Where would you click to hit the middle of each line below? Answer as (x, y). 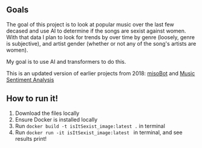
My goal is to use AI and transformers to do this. (66, 61)
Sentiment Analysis (30, 79)
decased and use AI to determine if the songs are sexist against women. (96, 31)
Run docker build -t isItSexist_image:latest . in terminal (90, 126)
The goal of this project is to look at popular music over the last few (90, 24)
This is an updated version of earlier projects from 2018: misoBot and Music (101, 73)
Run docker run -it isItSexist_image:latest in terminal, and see (99, 132)
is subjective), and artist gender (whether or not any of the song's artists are (101, 43)
